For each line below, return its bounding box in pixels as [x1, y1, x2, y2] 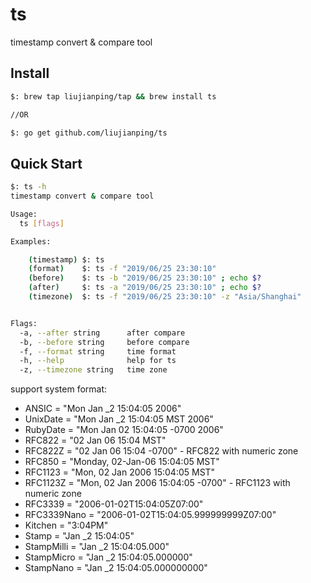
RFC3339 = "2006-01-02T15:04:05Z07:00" [24, 498, 204, 510]
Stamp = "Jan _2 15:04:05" [24, 530, 135, 542]
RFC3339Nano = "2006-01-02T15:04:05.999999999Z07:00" [24, 509, 277, 521]
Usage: [10, 209, 38, 219]
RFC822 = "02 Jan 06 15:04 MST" [24, 434, 167, 447]
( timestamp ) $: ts [28, 254, 105, 265]
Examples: [10, 236, 52, 247]
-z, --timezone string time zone [19, 365, 168, 375]
